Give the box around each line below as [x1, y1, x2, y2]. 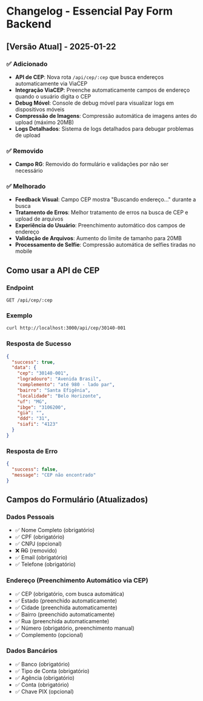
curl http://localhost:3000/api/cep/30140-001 [6, 325, 126, 331]
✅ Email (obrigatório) [15, 554, 68, 561]
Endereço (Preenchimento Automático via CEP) [6, 576, 148, 585]
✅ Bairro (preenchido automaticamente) [15, 610, 115, 618]
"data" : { [12, 365, 36, 371]
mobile [15, 247, 32, 255]
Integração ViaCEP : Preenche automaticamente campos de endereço [15, 86, 190, 94]
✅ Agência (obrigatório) [15, 674, 75, 682]
